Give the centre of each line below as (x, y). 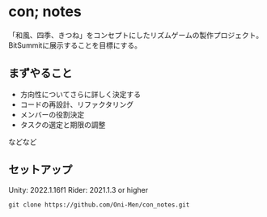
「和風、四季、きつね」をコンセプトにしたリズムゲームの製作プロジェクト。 (136, 35)
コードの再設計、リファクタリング (77, 104)
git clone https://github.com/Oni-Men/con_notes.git (99, 205)
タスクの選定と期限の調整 (63, 125)
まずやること (40, 73)
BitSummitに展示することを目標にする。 (75, 45)
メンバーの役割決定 (52, 114)
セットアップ (40, 170)
